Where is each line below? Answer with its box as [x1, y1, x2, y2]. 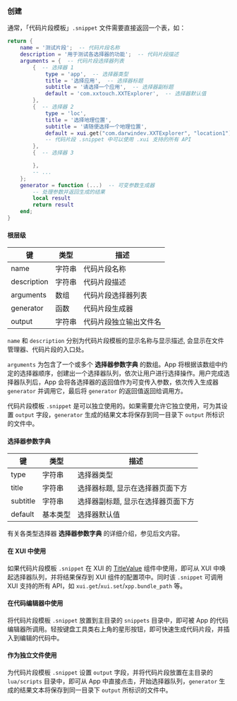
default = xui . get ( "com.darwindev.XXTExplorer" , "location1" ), [44, 129, 235, 137]
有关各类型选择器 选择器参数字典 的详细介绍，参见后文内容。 [7, 529, 184, 538]
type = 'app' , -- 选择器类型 [44, 71, 129, 78]
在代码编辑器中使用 [7, 599, 63, 608]
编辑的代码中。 [19, 633, 63, 642]
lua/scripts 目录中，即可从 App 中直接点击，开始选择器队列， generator [7, 676, 217, 685]
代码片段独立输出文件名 [83, 317, 162, 327]
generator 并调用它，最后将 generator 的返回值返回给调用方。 [7, 387, 187, 395]
